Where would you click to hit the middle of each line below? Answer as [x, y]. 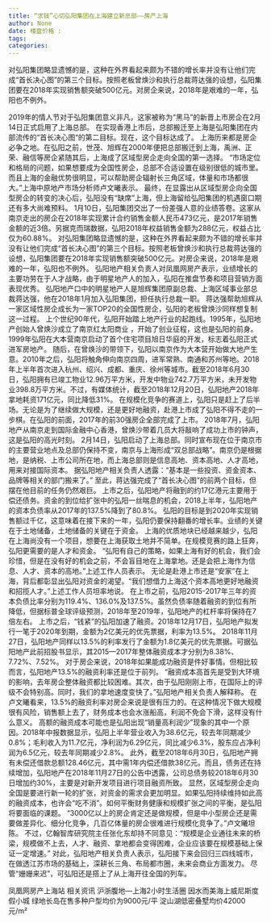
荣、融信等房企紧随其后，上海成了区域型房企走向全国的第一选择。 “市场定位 [135, 157]
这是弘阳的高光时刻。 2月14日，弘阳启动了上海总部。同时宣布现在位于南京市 [135, 440]
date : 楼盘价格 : [35, 31]
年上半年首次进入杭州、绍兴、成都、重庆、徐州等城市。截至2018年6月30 [129, 370]
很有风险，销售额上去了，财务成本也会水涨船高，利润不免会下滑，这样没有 [132, 712]
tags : [17, 38]
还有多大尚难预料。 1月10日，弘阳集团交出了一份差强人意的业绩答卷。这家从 [135, 208]
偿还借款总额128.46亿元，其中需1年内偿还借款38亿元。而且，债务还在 [138, 762]
